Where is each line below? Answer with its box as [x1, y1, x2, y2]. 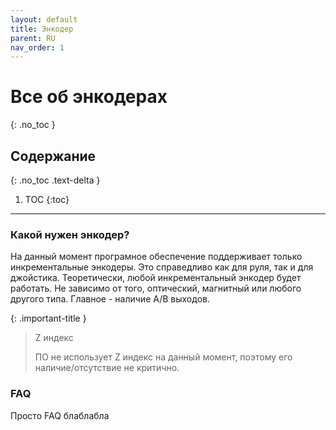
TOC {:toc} [24, 194, 70, 205]
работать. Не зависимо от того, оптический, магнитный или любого [10, 282, 302, 295]
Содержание [10, 147, 97, 165]
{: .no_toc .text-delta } [10, 174, 101, 186]
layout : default [10, 14, 78, 25]
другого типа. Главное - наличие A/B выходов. [10, 293, 210, 305]
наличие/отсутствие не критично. [34, 362, 180, 374]
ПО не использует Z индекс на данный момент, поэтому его [34, 351, 293, 363]
